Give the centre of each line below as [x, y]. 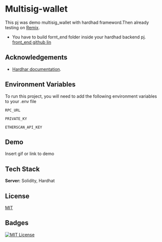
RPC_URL [13, 110]
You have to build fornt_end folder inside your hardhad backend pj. [79, 37]
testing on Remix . [22, 27]
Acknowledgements [36, 58]
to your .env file [21, 101]
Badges [17, 223]
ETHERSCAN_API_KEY [24, 127]
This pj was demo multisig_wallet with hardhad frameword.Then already [77, 22]
